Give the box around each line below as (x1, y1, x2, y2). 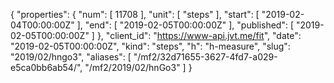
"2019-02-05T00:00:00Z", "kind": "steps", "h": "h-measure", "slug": (10, 40, 291, 52)
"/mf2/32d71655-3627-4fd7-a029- (133, 51, 278, 63)
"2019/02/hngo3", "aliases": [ (10, 51, 132, 63)
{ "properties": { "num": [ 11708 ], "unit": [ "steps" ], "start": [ (10, 9, 260, 20)
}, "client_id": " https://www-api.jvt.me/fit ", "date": (96, 30, 302, 41)
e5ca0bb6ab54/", (10, 62, 83, 73)
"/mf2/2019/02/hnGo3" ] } (84, 62, 193, 73)
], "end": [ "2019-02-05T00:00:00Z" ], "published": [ (76, 19, 295, 31)
